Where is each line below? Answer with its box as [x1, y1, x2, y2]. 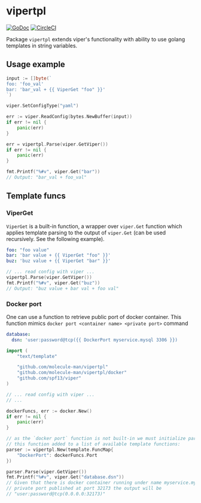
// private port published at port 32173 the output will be [6, 486, 162, 492]
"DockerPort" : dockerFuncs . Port [17, 452, 98, 458]
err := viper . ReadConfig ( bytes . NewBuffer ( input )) [6, 114, 133, 120]
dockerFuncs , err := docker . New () [6, 408, 93, 414]
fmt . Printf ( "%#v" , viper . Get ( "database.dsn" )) [6, 474, 124, 480]
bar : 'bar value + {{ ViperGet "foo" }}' [6, 252, 111, 258]
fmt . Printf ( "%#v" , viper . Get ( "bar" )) [6, 169, 100, 175]
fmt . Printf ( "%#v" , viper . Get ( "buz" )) [6, 280, 100, 286]
